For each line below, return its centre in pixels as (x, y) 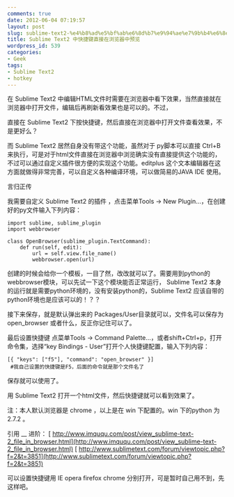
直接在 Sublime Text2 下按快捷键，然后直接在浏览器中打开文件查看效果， (112, 122)
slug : (15, 33)
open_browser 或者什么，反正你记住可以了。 (71, 323)
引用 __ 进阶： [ (29, 434)
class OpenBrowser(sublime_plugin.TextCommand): (79, 242)
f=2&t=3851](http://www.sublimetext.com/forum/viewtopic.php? (99, 457)
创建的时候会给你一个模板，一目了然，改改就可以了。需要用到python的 (109, 274)
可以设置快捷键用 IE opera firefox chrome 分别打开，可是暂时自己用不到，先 (116, 478)
